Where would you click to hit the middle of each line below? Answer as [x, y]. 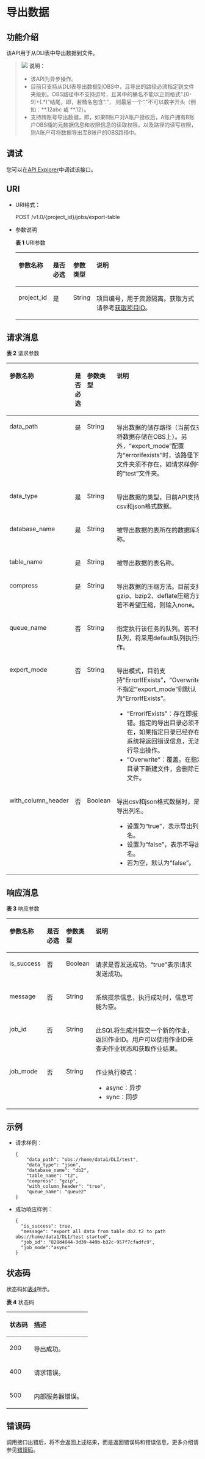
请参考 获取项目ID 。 [124, 308]
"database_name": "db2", [58, 1170]
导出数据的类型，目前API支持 [158, 498]
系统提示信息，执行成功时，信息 [141, 998]
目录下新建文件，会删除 [161, 769]
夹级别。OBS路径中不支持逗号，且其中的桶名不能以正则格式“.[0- [111, 94]
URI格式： [28, 204]
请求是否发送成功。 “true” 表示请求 [144, 965]
